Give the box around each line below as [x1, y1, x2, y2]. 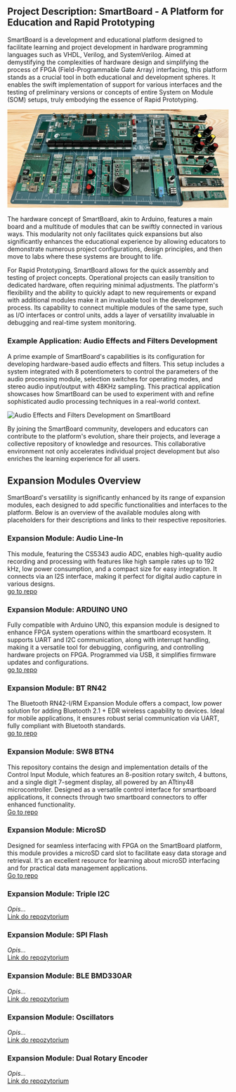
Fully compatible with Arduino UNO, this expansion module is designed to [7, 620, 220, 629]
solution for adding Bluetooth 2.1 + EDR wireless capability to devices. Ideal [7, 706, 225, 715]
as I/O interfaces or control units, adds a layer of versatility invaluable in [7, 311, 215, 319]
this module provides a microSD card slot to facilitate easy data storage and [7, 849, 227, 857]
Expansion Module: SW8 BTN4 [7, 747, 114, 756]
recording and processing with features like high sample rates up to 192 [7, 557, 214, 565]
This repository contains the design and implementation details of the [7, 763, 209, 771]
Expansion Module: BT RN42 [7, 683, 107, 693]
